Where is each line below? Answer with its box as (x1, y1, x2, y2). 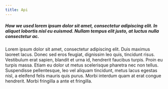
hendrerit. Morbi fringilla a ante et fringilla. (5, 78, 93, 84)
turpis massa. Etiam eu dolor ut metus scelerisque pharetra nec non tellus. (5, 62, 159, 68)
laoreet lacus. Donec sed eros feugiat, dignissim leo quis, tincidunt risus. (5, 51, 155, 57)
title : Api (5, 7, 28, 12)
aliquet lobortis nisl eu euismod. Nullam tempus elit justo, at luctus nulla (5, 28, 159, 34)
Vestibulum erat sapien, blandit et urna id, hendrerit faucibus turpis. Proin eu (5, 56, 163, 62)
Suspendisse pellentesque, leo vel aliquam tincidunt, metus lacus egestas (5, 67, 157, 73)
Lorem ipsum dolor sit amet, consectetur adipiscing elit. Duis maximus (5, 46, 150, 52)
